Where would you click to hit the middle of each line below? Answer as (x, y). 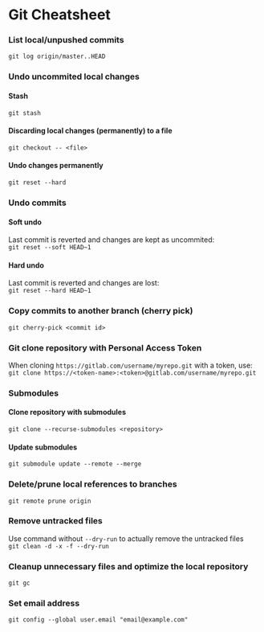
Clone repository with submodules (67, 412)
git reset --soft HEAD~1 (50, 248)
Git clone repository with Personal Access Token (105, 347)
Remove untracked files (55, 521)
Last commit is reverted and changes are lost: (84, 283)
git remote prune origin (50, 501)
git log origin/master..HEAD (57, 57)
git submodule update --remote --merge (75, 464)
